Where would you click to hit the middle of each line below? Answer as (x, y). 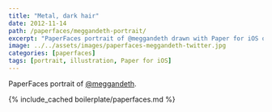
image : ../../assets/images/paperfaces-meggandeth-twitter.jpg (117, 46)
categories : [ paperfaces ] (52, 53)
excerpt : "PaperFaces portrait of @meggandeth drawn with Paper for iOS (134, 38)
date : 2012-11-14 (38, 23)
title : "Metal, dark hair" (54, 16)
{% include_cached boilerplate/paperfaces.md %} (92, 99)
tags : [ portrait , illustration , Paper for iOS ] (90, 61)
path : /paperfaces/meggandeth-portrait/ (78, 31)
